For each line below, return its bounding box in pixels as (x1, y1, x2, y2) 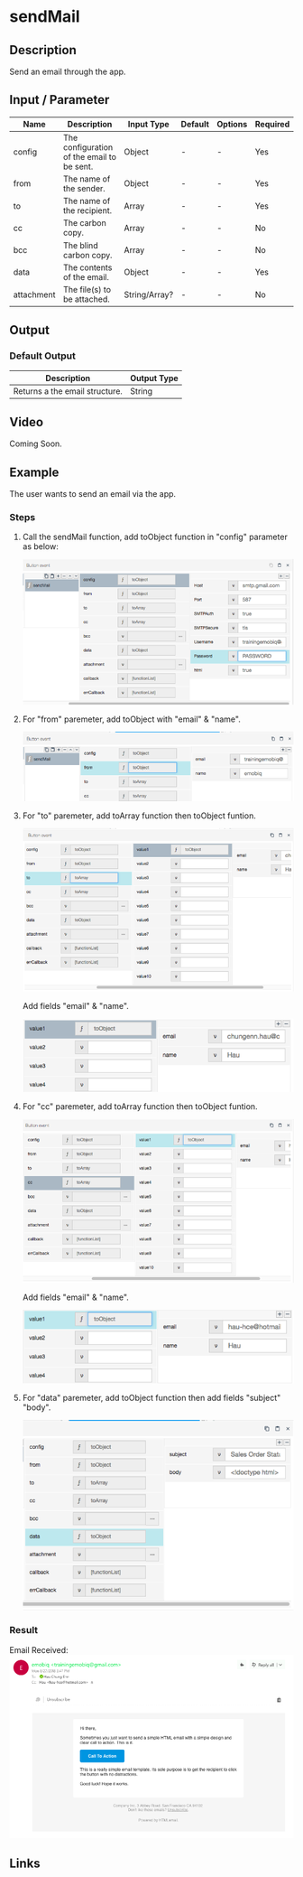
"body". (22, 1402, 51, 1413)
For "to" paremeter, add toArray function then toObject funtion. (22, 810, 257, 821)
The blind (62, 239, 98, 250)
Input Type (127, 119, 170, 130)
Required (254, 119, 290, 130)
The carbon (62, 218, 106, 229)
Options (216, 119, 248, 130)
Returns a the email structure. (13, 386, 124, 397)
